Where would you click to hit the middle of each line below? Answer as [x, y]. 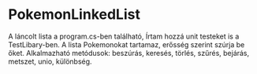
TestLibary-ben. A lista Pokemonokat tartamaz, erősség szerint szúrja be [127, 44]
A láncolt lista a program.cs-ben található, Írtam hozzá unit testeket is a [124, 36]
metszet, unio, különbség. [50, 61]
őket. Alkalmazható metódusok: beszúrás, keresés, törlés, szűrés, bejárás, [129, 53]
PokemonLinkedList [74, 15]
